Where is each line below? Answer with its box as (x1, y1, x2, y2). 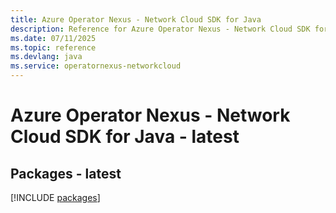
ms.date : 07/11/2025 (10, 33, 97, 43)
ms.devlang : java (10, 52, 83, 62)
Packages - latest (10, 165, 122, 182)
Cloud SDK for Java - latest (10, 126, 240, 148)
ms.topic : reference (10, 42, 97, 53)
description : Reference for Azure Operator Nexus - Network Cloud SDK (10, 24, 311, 34)
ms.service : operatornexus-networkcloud (10, 61, 182, 71)
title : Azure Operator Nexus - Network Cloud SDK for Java (10, 14, 262, 25)
